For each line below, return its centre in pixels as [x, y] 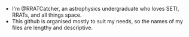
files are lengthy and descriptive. [52, 27]
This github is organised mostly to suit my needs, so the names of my [97, 21]
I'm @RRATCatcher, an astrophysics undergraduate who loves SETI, [95, 9]
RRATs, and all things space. [47, 15]
